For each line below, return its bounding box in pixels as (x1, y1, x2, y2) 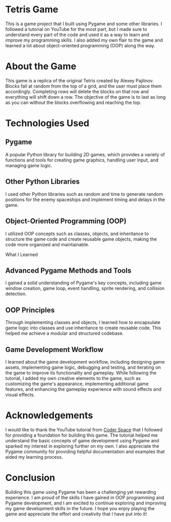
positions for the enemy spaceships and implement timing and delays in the (5, 196, 165, 203)
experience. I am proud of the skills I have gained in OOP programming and (5, 494, 164, 500)
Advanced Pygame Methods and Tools (5, 266, 132, 275)
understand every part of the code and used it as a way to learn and (5, 31, 149, 38)
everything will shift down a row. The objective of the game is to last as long (5, 94, 166, 100)
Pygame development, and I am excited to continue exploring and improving (5, 500, 166, 506)
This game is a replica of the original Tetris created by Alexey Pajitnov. (5, 77, 154, 83)
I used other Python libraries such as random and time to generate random (5, 191, 163, 197)
